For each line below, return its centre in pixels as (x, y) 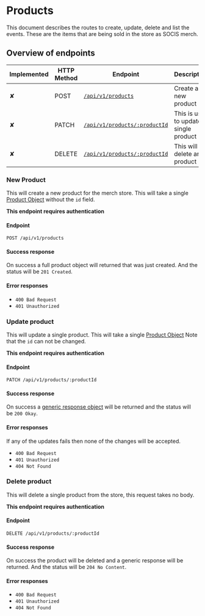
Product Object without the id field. (51, 199)
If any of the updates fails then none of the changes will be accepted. (94, 441)
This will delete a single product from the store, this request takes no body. (100, 495)
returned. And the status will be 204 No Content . (67, 567)
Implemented (29, 74)
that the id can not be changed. (46, 341)
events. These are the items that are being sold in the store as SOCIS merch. (102, 34)
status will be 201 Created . (40, 271)
